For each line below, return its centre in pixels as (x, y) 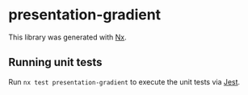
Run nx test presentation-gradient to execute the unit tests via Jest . (124, 81)
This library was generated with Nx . (67, 37)
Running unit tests (55, 62)
